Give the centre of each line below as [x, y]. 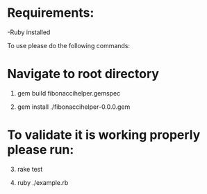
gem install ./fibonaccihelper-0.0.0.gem [74, 107]
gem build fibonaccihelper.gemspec [69, 93]
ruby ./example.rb [43, 182]
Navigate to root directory [83, 74]
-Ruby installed [29, 32]
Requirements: [51, 13]
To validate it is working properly [104, 135]
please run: [41, 150]
